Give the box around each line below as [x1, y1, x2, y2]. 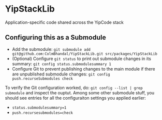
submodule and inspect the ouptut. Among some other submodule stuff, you [5, 90, 155, 95]
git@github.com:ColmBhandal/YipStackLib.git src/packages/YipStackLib [12, 51, 158, 56]
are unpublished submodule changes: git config [12, 71, 110, 77]
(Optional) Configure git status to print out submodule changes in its [12, 56, 151, 61]
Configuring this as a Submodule [5, 33, 106, 42]
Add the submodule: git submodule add [12, 46, 91, 52]
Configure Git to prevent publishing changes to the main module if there [12, 66, 156, 72]
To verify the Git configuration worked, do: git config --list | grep [5, 85, 143, 90]
